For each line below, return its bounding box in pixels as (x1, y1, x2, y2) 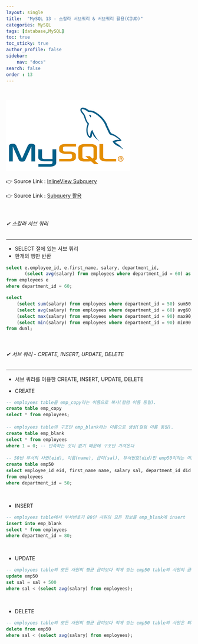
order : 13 (6, 71, 33, 78)
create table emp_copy (6, 406, 62, 411)
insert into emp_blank (6, 520, 62, 526)
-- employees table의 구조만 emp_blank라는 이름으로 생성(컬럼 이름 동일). (6, 424, 174, 430)
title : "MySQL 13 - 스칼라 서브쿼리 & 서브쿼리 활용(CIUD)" (6, 15, 143, 22)
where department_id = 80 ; (6, 533, 72, 539)
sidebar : (6, 53, 28, 59)
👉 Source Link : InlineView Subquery (6, 178, 97, 185)
